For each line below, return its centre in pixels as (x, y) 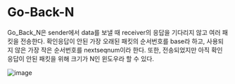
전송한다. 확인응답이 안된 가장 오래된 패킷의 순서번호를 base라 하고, (113, 41)
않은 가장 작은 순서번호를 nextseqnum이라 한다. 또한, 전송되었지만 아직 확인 (119, 50)
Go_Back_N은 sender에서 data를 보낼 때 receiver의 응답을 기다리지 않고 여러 (114, 32)
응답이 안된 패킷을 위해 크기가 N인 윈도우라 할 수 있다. (81, 58)
